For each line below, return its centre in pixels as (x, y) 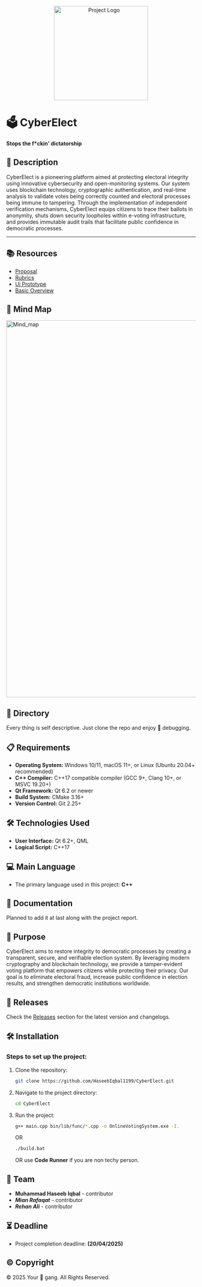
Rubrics (24, 277)
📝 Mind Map (29, 309)
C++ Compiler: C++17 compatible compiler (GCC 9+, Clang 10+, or (98, 778)
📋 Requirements (38, 748)
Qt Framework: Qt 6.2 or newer (54, 791)
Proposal (26, 271)
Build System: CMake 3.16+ (49, 797)
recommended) (34, 771)
